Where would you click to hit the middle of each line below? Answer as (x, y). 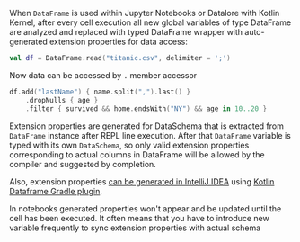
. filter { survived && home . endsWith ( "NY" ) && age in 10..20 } (146, 108)
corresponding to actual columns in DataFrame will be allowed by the (137, 154)
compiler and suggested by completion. (83, 164)
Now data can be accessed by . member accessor (103, 75)
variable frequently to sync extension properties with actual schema (135, 228)
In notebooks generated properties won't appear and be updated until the (146, 208)
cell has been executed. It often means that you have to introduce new (139, 218)
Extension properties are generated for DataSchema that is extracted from (147, 126)
